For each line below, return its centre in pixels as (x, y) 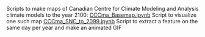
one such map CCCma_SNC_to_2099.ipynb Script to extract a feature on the (102, 21)
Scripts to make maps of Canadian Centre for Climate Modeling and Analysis (103, 9)
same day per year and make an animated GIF (64, 27)
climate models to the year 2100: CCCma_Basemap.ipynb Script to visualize (102, 15)
